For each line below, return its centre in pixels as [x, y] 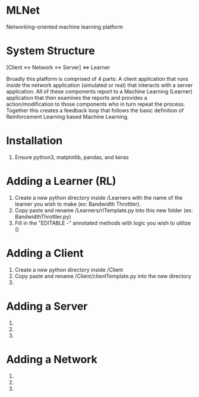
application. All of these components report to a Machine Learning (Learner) [99, 91]
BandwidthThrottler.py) [43, 216]
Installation [34, 141]
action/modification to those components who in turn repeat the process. [96, 104]
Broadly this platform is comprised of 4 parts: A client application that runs [97, 78]
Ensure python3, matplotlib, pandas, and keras [72, 157]
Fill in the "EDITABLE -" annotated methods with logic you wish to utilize [103, 223]
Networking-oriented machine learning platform [65, 27]
